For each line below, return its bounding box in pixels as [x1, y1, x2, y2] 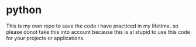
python [6, 3, 42, 17]
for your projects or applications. [6, 34, 85, 41]
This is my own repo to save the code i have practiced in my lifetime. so [6, 22, 178, 29]
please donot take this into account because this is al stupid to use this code [6, 28, 191, 35]
